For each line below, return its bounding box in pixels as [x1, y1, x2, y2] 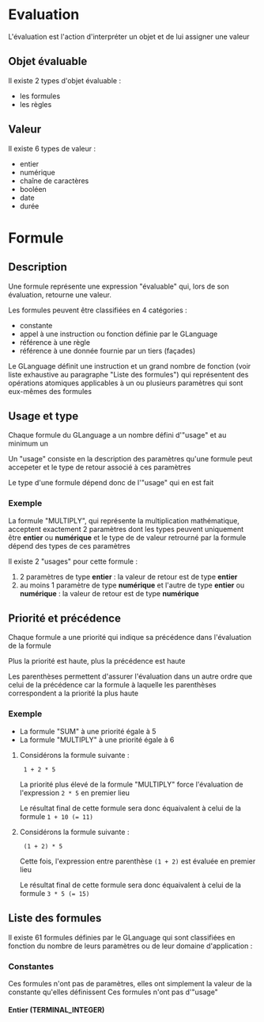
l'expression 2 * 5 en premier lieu [19, 787, 130, 798]
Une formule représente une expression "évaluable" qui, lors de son [8, 281, 229, 291]
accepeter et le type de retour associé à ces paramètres [8, 462, 191, 473]
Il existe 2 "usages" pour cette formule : [8, 557, 138, 566]
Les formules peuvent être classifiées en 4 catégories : [8, 305, 187, 315]
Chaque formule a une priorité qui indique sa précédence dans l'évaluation [8, 633, 251, 642]
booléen [19, 184, 47, 193]
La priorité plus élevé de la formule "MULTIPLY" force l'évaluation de [19, 779, 243, 789]
